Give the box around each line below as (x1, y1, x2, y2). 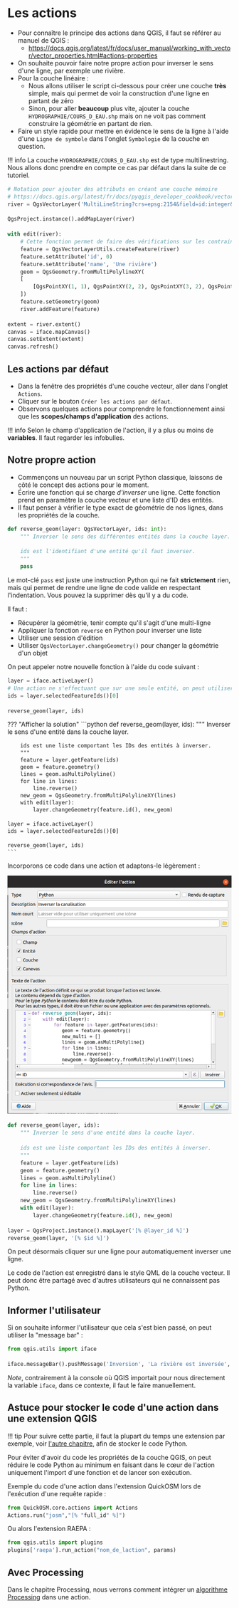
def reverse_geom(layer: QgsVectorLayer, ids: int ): (7, 525, 167, 532)
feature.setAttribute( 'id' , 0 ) (20, 253, 113, 261)
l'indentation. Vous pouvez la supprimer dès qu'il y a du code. (7, 591, 188, 599)
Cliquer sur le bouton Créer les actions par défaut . (17, 397, 173, 405)
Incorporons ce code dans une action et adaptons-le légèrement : (7, 861, 201, 870)
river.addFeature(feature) (20, 305, 100, 312)
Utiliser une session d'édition (17, 634, 103, 642)
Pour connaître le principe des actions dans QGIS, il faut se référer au (17, 28, 221, 37)
